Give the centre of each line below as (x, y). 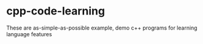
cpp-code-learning (56, 11)
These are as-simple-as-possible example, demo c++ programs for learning (102, 28)
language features (29, 34)
